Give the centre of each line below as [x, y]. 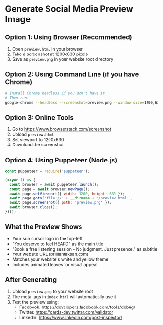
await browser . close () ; [33, 207]
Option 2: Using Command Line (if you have [72, 75]
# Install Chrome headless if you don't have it [55, 93]
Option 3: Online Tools [40, 117]
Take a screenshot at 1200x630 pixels [50, 54]
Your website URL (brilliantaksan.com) [50, 254]
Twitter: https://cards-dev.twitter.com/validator [66, 312]
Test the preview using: [35, 302]
